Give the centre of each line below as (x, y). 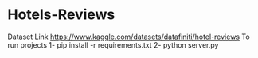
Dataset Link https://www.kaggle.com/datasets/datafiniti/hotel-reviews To (129, 37)
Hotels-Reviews (61, 15)
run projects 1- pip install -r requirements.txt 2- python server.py (113, 44)
